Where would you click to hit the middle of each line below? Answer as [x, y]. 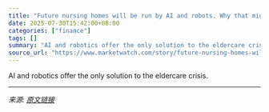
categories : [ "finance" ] [50, 30]
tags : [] [23, 38]
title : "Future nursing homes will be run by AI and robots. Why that [128, 16]
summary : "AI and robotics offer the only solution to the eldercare [127, 46]
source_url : [28, 53]
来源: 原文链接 [31, 100]
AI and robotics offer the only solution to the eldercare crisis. [108, 76]
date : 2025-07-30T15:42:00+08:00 [64, 23]
